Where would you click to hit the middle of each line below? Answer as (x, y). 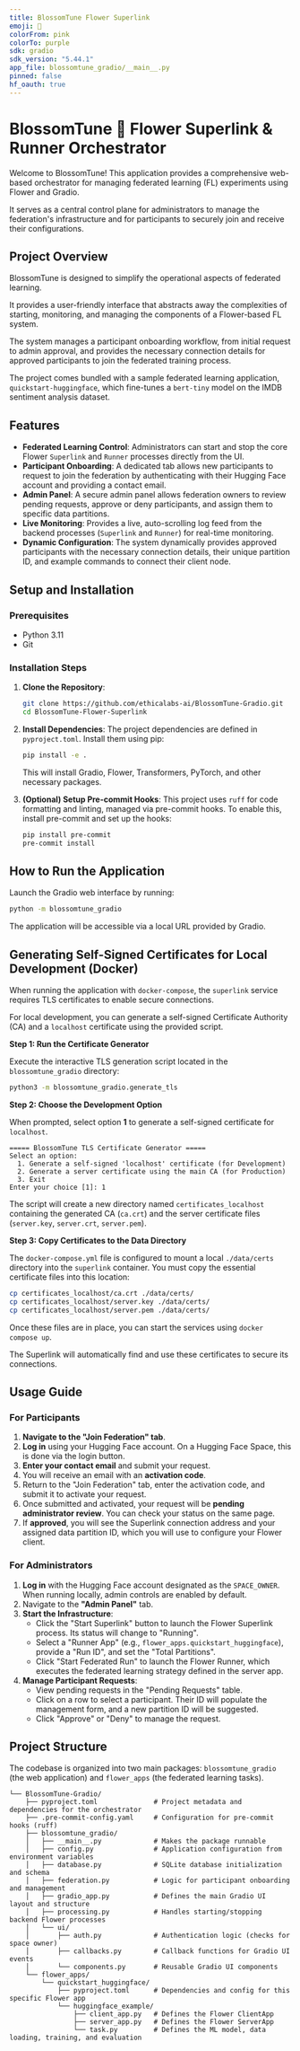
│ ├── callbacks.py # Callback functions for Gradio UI (158, 1951)
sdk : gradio (31, 51)
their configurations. (47, 228)
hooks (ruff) (34, 1826)
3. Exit (32, 1179)
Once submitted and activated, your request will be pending (133, 1504)
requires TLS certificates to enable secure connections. (112, 1000)
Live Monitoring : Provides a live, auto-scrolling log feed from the (142, 524)
